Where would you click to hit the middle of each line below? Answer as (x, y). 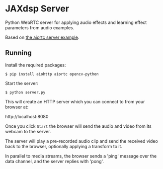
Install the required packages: (36, 65)
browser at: (17, 107)
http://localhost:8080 (27, 116)
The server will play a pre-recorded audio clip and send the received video (81, 141)
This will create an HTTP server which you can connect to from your (75, 101)
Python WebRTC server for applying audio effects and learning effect (76, 22)
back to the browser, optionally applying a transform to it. (64, 146)
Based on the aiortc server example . (42, 37)
